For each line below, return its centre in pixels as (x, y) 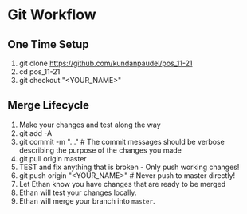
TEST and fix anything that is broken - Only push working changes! (129, 167)
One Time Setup (48, 44)
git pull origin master (53, 158)
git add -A (35, 133)
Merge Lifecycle (48, 105)
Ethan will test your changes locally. (78, 192)
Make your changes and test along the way (90, 125)
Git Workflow (52, 15)
